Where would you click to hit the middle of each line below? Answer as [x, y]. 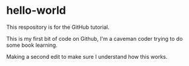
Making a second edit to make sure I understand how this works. [87, 56]
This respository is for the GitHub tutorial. [58, 27]
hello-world [36, 10]
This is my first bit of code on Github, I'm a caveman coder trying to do [94, 38]
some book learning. [32, 45]
